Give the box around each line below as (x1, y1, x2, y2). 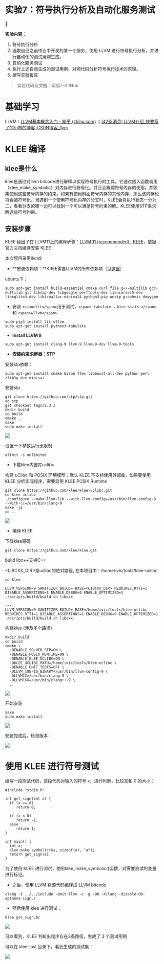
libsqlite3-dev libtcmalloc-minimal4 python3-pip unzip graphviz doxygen (5, 294, 159, 299)
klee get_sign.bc (5, 915, 41, 920)
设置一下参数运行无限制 (5, 442, 52, 448)
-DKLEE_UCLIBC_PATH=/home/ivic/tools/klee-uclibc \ (9, 660, 117, 666)
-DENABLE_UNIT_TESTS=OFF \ (9, 665, 64, 669)
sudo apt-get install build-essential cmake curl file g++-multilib (5, 286, 147, 291)
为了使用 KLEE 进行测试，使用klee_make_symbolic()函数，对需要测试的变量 (5, 865, 157, 871)
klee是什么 (5, 164, 38, 173)
